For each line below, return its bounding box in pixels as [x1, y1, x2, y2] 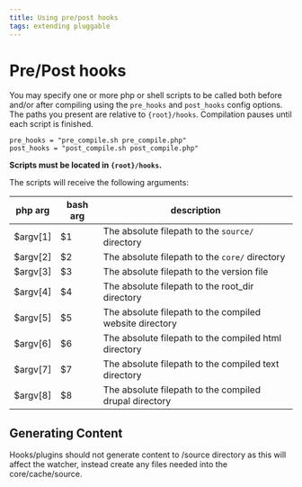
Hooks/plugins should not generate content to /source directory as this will [9, 449, 287, 460]
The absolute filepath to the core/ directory [102, 251, 286, 264]
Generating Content [9, 425, 123, 441]
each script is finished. [9, 119, 94, 130]
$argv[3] [13, 266, 52, 278]
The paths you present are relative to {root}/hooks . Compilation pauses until [9, 109, 292, 120]
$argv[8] [13, 389, 52, 401]
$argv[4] [13, 285, 52, 298]
